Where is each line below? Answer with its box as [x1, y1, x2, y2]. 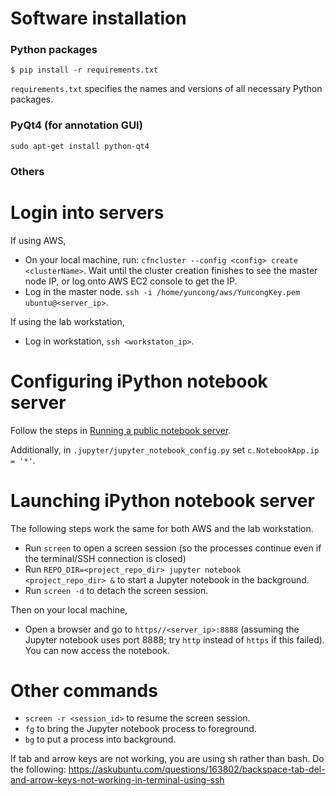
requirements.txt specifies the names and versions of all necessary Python [10, 83, 323, 95]
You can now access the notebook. [24, 644, 170, 656]
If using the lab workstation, [10, 315, 125, 327]
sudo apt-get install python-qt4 [10, 141, 150, 151]
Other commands [10, 679, 158, 702]
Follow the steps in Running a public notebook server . [10, 424, 232, 436]
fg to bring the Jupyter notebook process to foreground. [24, 723, 257, 735]
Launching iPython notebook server [10, 489, 315, 512]
